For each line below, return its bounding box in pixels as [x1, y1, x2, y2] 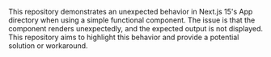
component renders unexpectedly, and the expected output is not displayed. [8, 24, 264, 33]
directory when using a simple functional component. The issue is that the [8, 15, 256, 25]
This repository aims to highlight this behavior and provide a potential [8, 32, 239, 42]
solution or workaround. [8, 41, 88, 51]
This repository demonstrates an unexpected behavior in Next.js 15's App [8, 7, 253, 16]
